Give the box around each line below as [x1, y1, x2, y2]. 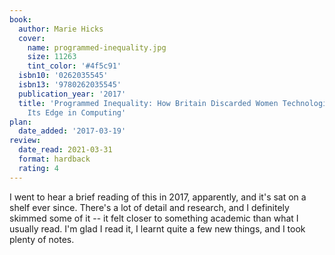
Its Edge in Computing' [27, 107, 127, 118]
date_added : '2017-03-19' [18, 126, 127, 136]
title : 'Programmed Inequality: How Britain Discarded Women [18, 98, 279, 108]
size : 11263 [27, 52, 77, 62]
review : [9, 136, 42, 146]
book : [9, 14, 32, 25]
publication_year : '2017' [18, 89, 127, 99]
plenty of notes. [9, 233, 75, 245]
